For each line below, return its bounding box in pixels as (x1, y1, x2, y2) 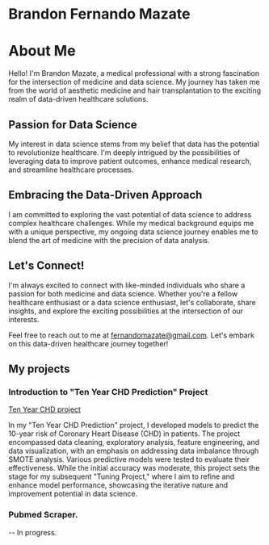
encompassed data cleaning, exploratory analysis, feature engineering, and (8, 438, 260, 447)
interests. (8, 314, 40, 324)
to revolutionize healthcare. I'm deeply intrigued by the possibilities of (8, 147, 241, 157)
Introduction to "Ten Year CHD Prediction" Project (8, 386, 208, 397)
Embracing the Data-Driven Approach (8, 188, 203, 202)
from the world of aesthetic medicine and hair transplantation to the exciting (8, 86, 261, 95)
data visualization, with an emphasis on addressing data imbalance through (8, 446, 259, 456)
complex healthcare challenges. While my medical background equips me (8, 218, 254, 228)
